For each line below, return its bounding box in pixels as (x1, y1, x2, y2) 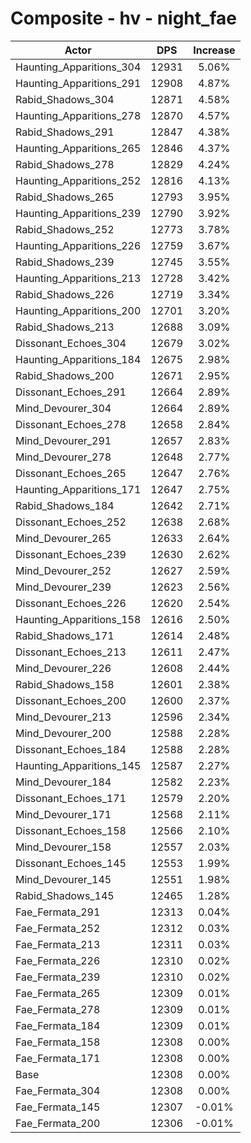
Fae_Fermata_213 (15, 937, 101, 951)
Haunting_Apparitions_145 (15, 758, 142, 772)
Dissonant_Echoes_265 (15, 466, 127, 480)
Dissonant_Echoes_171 (15, 791, 127, 805)
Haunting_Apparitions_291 (15, 76, 142, 90)
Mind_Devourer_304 (15, 401, 112, 415)
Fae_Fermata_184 (15, 1018, 101, 1032)
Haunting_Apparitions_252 (15, 173, 142, 187)
